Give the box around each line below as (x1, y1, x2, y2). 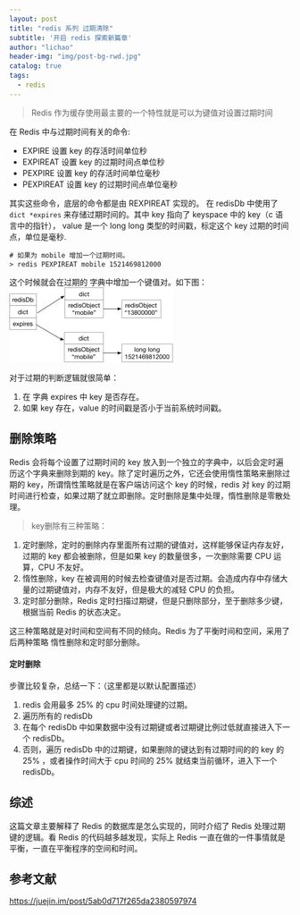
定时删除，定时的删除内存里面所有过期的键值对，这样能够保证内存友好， (21, 539, 288, 550)
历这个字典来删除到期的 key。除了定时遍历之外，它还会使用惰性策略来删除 (9, 468, 283, 479)
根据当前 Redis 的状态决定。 (21, 606, 126, 617)
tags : (9, 72, 29, 80)
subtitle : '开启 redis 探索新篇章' (9, 33, 132, 42)
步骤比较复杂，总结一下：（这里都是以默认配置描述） (9, 680, 201, 690)
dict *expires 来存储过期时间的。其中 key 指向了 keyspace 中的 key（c (9, 208, 274, 219)
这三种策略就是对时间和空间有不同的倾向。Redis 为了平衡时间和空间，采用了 (9, 625, 290, 636)
